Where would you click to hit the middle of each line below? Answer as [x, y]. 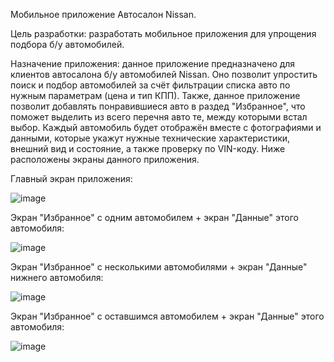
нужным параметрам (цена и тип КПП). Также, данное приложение [155, 95]
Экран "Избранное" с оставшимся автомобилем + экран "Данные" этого [167, 316]
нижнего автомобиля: [57, 277]
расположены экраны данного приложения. [105, 159]
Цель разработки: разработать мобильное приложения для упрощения [163, 33]
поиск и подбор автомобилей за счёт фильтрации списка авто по [150, 85]
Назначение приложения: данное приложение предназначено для [153, 63]
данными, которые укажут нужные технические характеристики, [150, 138]
